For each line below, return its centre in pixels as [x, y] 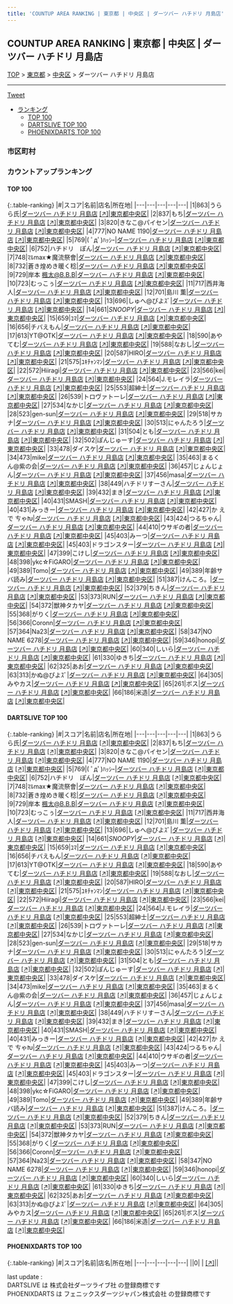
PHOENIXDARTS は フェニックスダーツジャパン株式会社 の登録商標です [109, 1294]
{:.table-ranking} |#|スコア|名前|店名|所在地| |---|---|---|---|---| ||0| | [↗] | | [113, 1263]
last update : [25, 1276]
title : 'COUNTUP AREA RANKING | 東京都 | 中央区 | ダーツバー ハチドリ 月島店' [116, 14]
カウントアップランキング [50, 172]
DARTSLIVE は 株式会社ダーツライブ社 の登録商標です [84, 1285]
